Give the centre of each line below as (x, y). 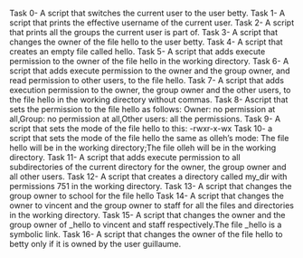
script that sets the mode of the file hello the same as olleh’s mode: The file (149, 138)
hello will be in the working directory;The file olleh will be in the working (143, 148)
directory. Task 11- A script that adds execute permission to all (125, 157)
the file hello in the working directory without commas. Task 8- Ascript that (149, 100)
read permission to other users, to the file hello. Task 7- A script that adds (147, 80)
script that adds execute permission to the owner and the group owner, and (150, 71)
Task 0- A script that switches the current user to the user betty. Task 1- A (147, 13)
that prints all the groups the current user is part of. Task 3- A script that (144, 32)
